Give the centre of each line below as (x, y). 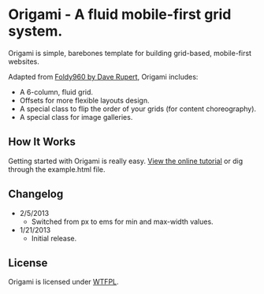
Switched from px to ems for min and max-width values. (123, 221)
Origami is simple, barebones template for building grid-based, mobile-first (130, 53)
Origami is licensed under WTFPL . (64, 282)
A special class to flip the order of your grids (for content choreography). (138, 109)
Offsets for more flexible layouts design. (84, 100)
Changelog (36, 194)
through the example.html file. (57, 169)
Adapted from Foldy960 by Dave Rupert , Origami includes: (103, 76)
